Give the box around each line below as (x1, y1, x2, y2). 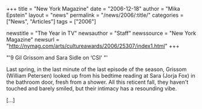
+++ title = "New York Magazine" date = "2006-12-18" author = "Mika (6, 5, 180, 12)
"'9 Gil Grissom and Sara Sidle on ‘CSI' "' (6, 54, 108, 61)
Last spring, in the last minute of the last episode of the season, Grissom (6, 66, 187, 73)
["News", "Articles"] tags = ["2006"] (6, 18, 97, 25)
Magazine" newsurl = (6, 36, 60, 43)
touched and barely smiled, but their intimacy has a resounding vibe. (6, 85, 177, 92)
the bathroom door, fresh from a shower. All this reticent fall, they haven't (6, 78, 189, 86)
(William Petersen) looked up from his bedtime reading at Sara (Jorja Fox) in (6, 72, 195, 79)
